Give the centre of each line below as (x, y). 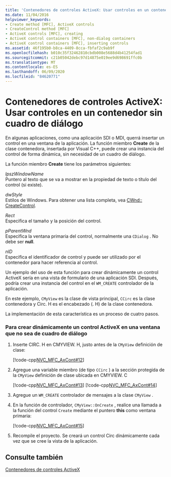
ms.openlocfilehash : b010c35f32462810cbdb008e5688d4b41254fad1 (74, 53)
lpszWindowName (25, 174)
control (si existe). (24, 185)
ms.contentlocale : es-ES (32, 67)
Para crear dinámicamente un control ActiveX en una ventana (83, 327)
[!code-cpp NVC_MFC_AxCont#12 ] (48, 360)
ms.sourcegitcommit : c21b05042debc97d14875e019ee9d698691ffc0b (74, 58)
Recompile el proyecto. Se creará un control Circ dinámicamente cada (86, 436)
